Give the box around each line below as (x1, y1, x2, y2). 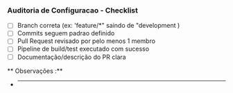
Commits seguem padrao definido (17, 29, 115, 37)
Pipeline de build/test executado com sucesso (17, 44, 150, 53)
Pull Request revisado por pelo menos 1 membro (17, 37, 156, 45)
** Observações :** (7, 67, 63, 75)
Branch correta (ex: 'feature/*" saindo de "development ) (17, 22, 180, 30)
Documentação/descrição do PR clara (17, 53, 126, 61)
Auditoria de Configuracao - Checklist (7, 6, 139, 15)
